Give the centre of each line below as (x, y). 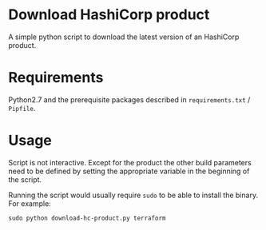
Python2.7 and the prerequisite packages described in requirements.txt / (129, 99)
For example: (30, 203)
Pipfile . (22, 108)
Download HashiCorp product (109, 15)
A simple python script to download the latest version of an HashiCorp (124, 37)
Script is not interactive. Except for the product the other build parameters (130, 162)
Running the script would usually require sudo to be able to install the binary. (133, 195)
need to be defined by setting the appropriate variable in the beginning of (129, 171)
